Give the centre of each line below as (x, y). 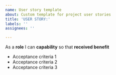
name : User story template (33, 10)
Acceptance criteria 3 (35, 67)
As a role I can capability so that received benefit (57, 47)
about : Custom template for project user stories (58, 14)
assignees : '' (20, 28)
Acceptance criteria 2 (35, 62)
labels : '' (17, 24)
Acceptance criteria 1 (34, 57)
